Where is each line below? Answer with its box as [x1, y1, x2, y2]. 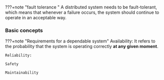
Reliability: [5, 53, 32, 58]
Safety [5, 62, 19, 67]
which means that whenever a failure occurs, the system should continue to [5, 9, 160, 15]
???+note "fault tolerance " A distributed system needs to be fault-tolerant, [5, 4, 157, 10]
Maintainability [5, 70, 39, 76]
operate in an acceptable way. [5, 15, 67, 20]
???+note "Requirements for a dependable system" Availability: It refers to [5, 38, 156, 44]
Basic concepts [5, 27, 43, 34]
